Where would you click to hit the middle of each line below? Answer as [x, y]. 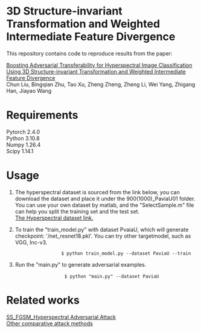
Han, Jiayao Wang [29, 90]
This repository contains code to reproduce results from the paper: [89, 53]
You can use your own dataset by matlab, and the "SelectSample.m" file [104, 205]
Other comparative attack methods [50, 323]
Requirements [42, 115]
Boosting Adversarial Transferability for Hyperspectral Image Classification [99, 65]
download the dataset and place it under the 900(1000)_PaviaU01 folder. [105, 198]
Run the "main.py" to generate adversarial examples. [81, 264]
